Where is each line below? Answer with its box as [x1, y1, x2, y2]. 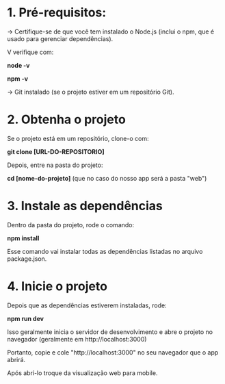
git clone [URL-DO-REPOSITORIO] [7, 147, 105, 155]
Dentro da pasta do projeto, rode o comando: [7, 220, 135, 229]
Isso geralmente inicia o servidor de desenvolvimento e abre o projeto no [7, 327, 213, 336]
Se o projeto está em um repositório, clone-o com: [7, 134, 149, 142]
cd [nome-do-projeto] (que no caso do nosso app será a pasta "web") [7, 174, 207, 182]
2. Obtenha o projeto [7, 112, 127, 127]
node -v [7, 61, 30, 69]
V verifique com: [7, 48, 54, 56]
